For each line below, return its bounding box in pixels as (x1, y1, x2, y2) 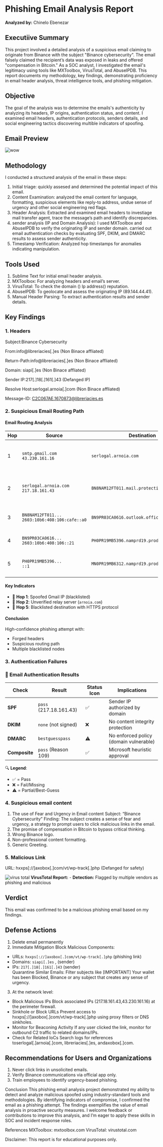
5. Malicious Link (5, 854, 46, 861)
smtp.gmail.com (21, 450, 57, 456)
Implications (117, 687, 147, 694)
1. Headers (5, 328, 31, 334)
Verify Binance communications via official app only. (12, 1072, 117, 1078)
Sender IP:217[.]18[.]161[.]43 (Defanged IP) (5, 376, 91, 382)
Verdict (5, 894, 28, 902)
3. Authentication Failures (5, 658, 67, 665)
